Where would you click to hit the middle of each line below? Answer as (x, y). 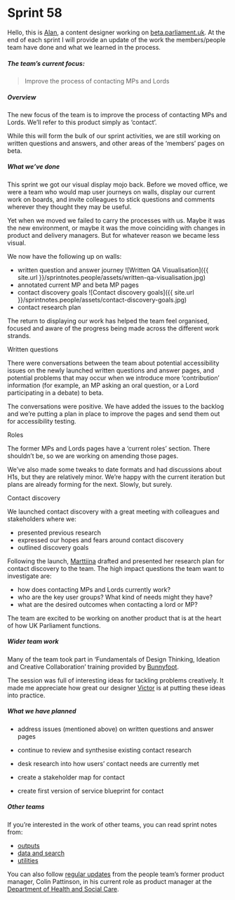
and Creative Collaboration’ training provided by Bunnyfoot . (93, 666)
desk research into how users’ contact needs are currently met (108, 763)
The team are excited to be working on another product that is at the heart (114, 618)
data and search (41, 853)
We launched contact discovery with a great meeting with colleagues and (113, 511)
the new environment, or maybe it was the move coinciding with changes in (116, 228)
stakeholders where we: (42, 519)
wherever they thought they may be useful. (69, 207)
